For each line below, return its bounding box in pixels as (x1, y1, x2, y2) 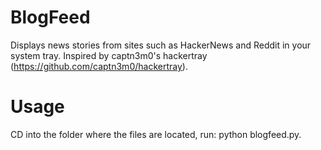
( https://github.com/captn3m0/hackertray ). (10, 60, 188, 72)
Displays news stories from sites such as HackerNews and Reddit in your (10, 39, 312, 51)
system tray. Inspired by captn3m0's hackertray (10, 49, 208, 61)
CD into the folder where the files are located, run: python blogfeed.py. (10, 128, 302, 140)
